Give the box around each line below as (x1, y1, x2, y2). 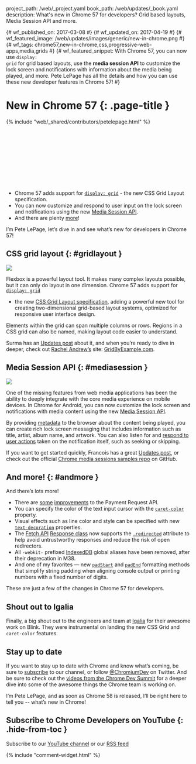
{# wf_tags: (6, 41, 34, 48)
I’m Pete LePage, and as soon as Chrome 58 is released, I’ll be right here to (6, 693, 187, 699)
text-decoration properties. (14, 524, 82, 531)
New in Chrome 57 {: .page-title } (6, 99, 170, 112)
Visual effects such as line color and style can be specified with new (14, 518, 180, 525)
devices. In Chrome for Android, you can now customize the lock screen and (6, 401, 191, 408)
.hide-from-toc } (6, 725, 68, 735)
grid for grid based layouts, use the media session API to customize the (6, 60, 180, 67)
